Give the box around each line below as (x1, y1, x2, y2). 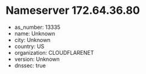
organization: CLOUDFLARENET (14, 49, 94, 56)
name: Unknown (14, 29, 56, 37)
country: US (14, 43, 45, 50)
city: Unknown (14, 36, 51, 43)
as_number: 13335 (14, 23, 61, 31)
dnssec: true (14, 61, 46, 69)
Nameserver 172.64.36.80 (5, 4, 140, 17)
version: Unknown (14, 55, 60, 63)
